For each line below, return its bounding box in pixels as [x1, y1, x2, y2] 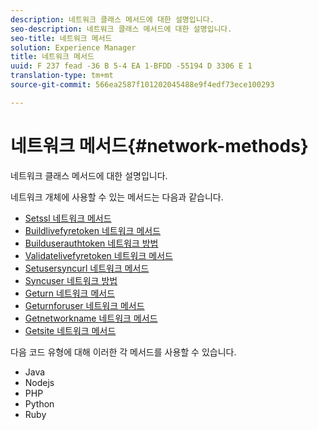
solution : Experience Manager [10, 42, 137, 53]
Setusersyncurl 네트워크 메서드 [24, 262, 150, 274]
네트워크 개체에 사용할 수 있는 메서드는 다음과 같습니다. [10, 191, 224, 203]
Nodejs [24, 376, 55, 388]
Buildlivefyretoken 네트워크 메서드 [24, 224, 162, 236]
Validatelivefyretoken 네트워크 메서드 [24, 249, 173, 261]
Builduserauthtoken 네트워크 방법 [24, 237, 159, 249]
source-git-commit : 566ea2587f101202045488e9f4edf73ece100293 [10, 80, 275, 90]
